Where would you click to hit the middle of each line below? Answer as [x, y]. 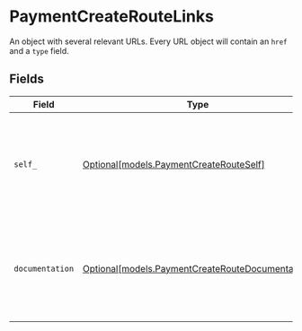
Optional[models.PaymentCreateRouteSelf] [173, 164]
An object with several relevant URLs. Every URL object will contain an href [148, 41]
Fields [27, 79]
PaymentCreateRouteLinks [111, 17]
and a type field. [39, 50]
